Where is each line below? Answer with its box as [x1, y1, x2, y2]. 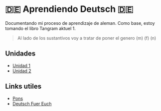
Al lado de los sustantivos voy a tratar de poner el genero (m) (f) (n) [17, 35, 157, 41]
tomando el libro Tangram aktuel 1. [5, 25, 76, 31]
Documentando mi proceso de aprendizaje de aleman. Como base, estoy [5, 20, 156, 26]
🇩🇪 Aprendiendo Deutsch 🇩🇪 [5, 3, 134, 15]
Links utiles [5, 82, 41, 91]
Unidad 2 [12, 68, 31, 74]
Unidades [5, 50, 36, 58]
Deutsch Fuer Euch [12, 101, 52, 107]
